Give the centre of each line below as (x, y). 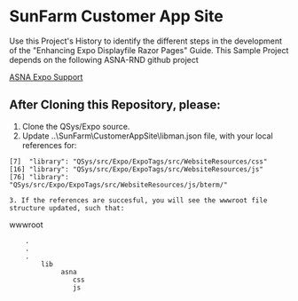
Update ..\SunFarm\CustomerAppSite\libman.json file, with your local (147, 136)
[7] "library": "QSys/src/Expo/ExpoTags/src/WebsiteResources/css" (138, 162)
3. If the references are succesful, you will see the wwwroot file (138, 200)
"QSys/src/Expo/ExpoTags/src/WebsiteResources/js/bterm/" (118, 185)
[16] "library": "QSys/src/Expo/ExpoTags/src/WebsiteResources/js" (137, 169)
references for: (49, 145)
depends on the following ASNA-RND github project (104, 59)
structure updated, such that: (67, 208)
